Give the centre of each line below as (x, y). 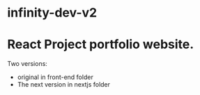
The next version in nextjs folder (63, 85)
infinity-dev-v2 (52, 13)
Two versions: (27, 64)
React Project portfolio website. (101, 45)
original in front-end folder (55, 77)
